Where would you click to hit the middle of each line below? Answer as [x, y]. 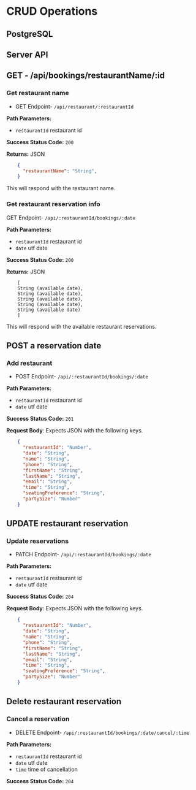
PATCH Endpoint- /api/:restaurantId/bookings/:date [83, 554]
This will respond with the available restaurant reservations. [81, 326]
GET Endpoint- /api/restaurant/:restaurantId [74, 106]
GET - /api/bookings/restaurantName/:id [86, 76]
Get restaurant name [38, 93]
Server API [27, 54]
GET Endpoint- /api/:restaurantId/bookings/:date [71, 217]
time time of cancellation [46, 769]
